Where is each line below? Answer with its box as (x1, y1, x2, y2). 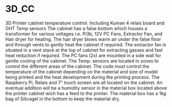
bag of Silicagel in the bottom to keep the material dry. (5, 95, 120, 102)
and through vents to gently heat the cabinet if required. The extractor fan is (5, 41, 166, 47)
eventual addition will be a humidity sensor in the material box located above (5, 85, 167, 91)
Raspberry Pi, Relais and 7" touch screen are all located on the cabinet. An (5, 79, 163, 86)
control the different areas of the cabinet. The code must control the (5, 63, 150, 69)
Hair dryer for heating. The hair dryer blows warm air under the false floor (5, 36, 161, 42)
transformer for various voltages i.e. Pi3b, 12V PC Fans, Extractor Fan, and (5, 31, 163, 37)
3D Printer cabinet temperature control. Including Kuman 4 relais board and (5, 20, 165, 26)
